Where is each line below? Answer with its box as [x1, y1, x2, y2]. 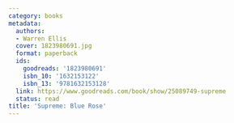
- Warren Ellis [15, 34, 67, 43]
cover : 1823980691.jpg [15, 42, 92, 50]
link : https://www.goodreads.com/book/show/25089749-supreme [15, 87, 227, 95]
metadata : [8, 19, 42, 28]
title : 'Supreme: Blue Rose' [8, 102, 107, 110]
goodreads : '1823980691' [23, 65, 107, 73]
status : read [15, 95, 60, 103]
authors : [15, 27, 45, 35]
